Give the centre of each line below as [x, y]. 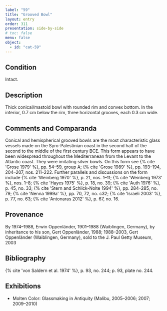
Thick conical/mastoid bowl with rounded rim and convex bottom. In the [79, 107]
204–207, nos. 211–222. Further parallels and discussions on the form [76, 172]
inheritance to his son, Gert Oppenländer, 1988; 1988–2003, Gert [72, 232]
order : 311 [16, 24]
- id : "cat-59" [25, 47]
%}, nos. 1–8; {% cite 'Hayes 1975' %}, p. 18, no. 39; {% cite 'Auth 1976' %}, [83, 183]
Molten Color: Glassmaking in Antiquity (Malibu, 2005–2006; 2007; [81, 298]
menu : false [17, 38]
